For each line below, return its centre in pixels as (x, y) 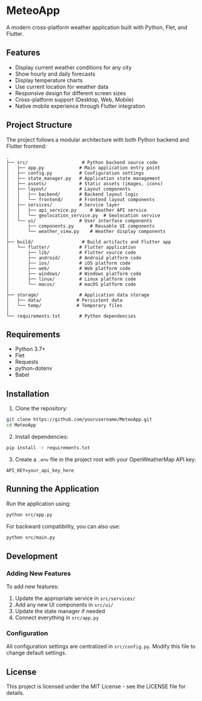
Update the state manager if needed (60, 611)
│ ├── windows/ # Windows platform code (74, 274)
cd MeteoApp (21, 425)
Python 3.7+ (30, 349)
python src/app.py (29, 515)
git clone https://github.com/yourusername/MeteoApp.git (79, 420)
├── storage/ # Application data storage (78, 295)
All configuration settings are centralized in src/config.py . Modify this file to (101, 647)
